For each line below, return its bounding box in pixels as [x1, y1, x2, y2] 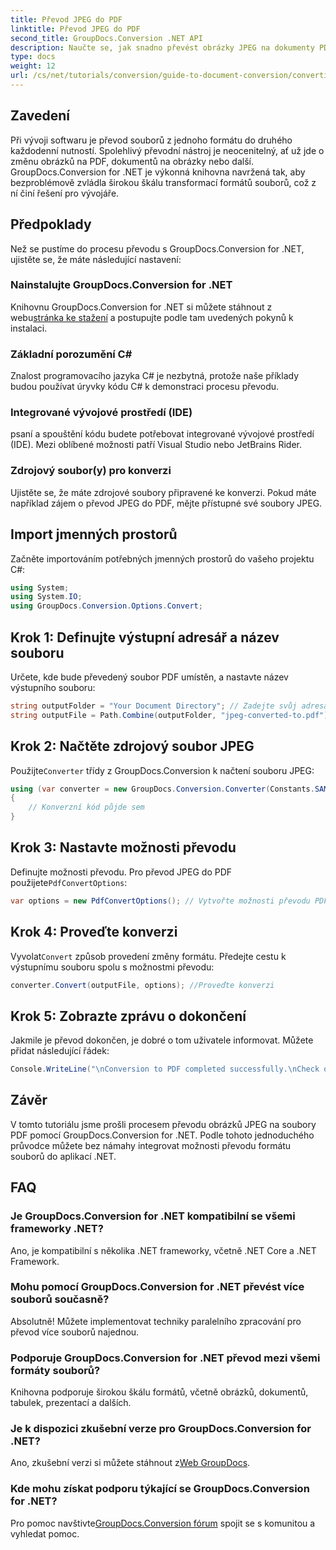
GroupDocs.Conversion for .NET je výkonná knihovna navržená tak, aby [10, 166, 306, 178]
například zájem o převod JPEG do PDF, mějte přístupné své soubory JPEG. [10, 497, 323, 509]
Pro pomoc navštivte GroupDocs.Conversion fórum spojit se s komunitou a [10, 1517, 316, 1529]
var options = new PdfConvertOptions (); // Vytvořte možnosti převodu [10, 896, 311, 906]
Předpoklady [10, 216, 92, 233]
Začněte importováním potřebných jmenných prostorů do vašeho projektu [10, 552, 315, 565]
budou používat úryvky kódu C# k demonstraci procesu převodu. [10, 381, 280, 393]
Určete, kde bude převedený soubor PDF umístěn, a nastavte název [10, 671, 289, 683]
